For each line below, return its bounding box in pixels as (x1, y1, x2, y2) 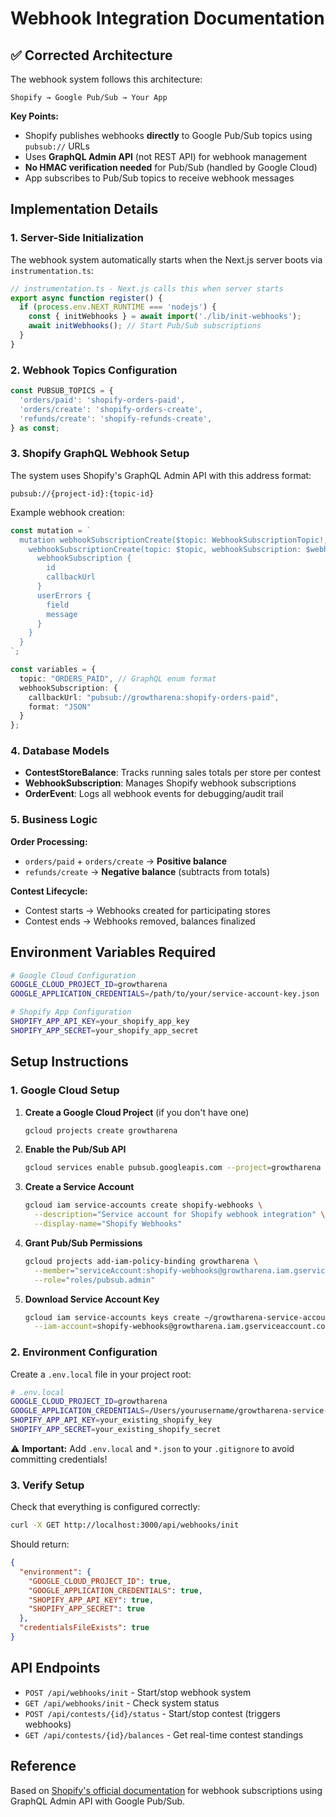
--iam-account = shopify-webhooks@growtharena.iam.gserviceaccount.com (34, 1322, 330, 1332)
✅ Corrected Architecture (10, 47, 173, 64)
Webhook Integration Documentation (10, 7, 325, 30)
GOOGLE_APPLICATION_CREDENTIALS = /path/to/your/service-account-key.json (10, 989, 320, 999)
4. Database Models (10, 744, 110, 758)
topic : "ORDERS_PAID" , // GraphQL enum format (19, 673, 217, 684)
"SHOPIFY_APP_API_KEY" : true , (28, 1595, 155, 1605)
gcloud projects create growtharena (24, 1125, 178, 1136)
